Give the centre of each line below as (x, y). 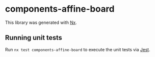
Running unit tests (34, 38)
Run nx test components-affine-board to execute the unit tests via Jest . (78, 49)
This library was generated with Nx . (41, 22)
